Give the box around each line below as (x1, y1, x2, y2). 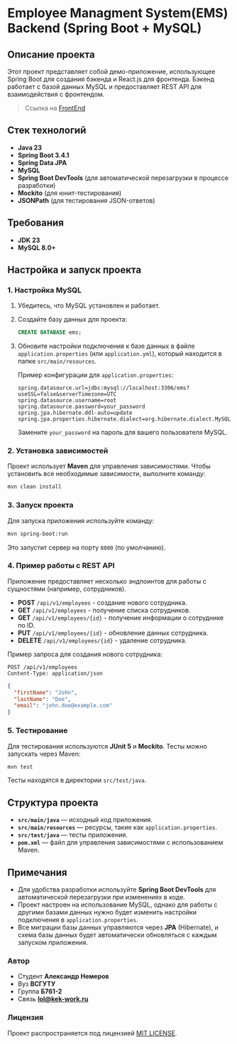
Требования (7, 217, 64, 229)
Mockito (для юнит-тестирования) (17, 189, 122, 197)
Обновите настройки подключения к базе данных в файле (17, 342, 195, 350)
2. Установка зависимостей (7, 446, 109, 456)
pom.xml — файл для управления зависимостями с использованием (17, 838, 224, 847)
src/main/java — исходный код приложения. (17, 816, 153, 824)
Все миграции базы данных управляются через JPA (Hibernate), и (17, 923, 219, 932)
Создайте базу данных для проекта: (17, 315, 128, 324)
